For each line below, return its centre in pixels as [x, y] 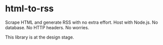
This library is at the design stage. [40, 37]
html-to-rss [29, 9]
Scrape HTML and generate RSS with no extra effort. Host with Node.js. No [81, 22]
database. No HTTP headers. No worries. [47, 27]
